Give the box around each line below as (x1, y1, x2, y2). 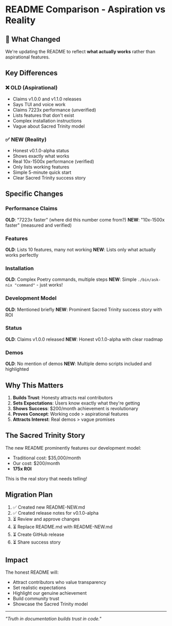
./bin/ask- (137, 277, 161, 282)
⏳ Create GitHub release (12, 531, 64, 537)
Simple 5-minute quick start (12, 169, 72, 175)
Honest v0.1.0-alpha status (12, 147, 69, 153)
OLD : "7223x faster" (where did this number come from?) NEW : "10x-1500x (5, 216, 165, 223)
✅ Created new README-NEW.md (12, 504, 85, 510)
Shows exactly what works (12, 153, 70, 159)
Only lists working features (12, 164, 70, 170)
